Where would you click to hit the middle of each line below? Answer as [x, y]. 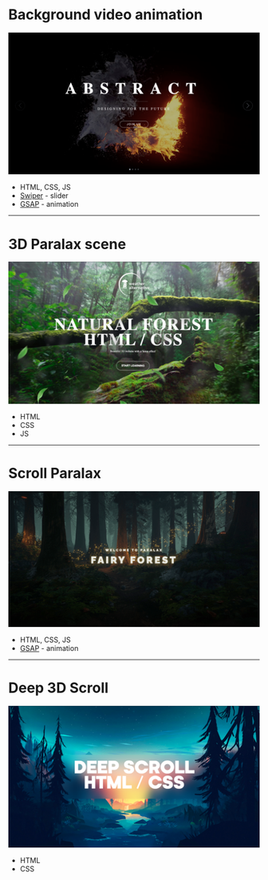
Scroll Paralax [55, 474]
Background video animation [106, 15]
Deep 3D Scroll [59, 688]
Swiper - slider [44, 196]
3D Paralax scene [67, 244]
